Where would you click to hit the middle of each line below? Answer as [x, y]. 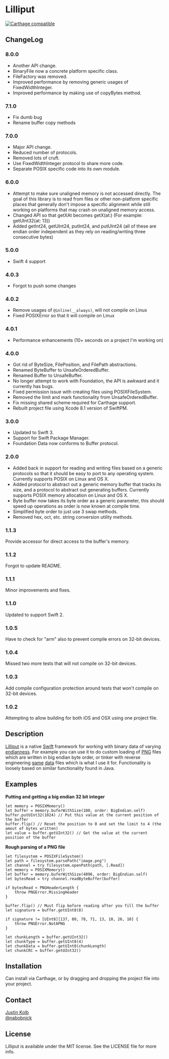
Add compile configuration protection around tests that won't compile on [82, 688]
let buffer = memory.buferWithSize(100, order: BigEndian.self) [75, 810]
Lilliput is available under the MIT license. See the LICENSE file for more [81, 1046]
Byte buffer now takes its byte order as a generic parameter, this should [88, 500]
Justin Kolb [17, 1012]
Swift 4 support [29, 261]
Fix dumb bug [27, 117]
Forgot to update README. [34, 566]
